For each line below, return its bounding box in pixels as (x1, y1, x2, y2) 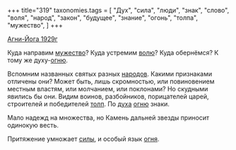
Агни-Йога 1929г (7, 35, 58, 43)
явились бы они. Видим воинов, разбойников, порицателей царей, (7, 92, 209, 100)
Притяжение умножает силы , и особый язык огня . (7, 134, 160, 143)
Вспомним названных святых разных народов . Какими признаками (7, 70, 213, 78)
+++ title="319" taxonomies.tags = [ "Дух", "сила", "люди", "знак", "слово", (7, 6, 230, 14)
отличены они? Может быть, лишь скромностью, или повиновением (7, 77, 215, 86)
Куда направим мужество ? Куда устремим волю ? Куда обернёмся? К (7, 49, 219, 57)
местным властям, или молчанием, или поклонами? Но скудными (7, 85, 208, 93)
